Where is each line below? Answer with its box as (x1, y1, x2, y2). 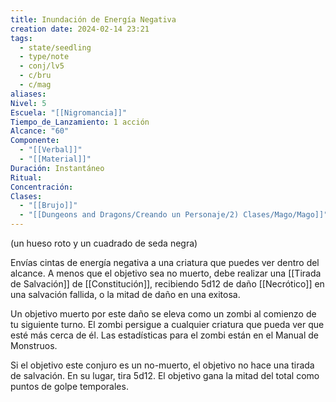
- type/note (19, 52, 70, 62)
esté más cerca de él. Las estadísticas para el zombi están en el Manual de (10, 329, 320, 341)
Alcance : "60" (10, 126, 70, 136)
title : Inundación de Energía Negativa (10, 14, 177, 25)
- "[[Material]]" (19, 154, 92, 164)
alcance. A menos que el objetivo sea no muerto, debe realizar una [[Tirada (10, 267, 322, 279)
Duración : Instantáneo (10, 163, 105, 173)
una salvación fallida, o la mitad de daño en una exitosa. (10, 289, 241, 300)
